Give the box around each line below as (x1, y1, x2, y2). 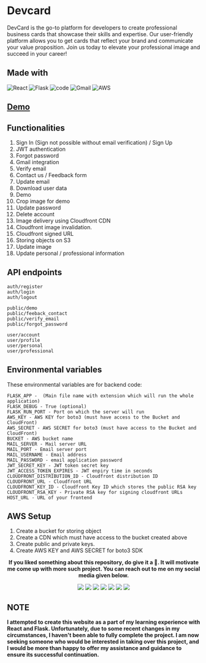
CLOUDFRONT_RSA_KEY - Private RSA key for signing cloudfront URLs (7, 489, 183, 495)
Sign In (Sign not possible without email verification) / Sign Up (15, 138, 173, 146)
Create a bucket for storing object (15, 528, 102, 535)
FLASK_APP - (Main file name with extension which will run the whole (7, 393, 194, 399)
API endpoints (7, 267, 63, 278)
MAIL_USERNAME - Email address (7, 452, 87, 458)
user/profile (7, 337, 40, 343)
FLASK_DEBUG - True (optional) (7, 403, 87, 409)
